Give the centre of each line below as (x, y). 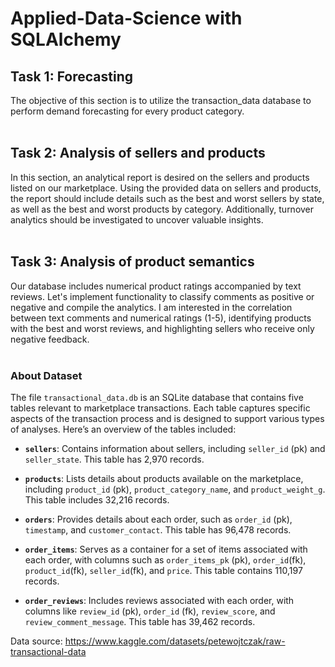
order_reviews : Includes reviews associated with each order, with (159, 600)
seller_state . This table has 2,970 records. (114, 459)
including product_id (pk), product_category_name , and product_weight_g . (175, 489)
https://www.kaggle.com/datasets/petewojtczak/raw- (175, 641)
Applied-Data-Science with (126, 18)
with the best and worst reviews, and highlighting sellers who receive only (162, 328)
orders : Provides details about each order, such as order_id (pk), (158, 519)
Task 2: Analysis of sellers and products (138, 153)
